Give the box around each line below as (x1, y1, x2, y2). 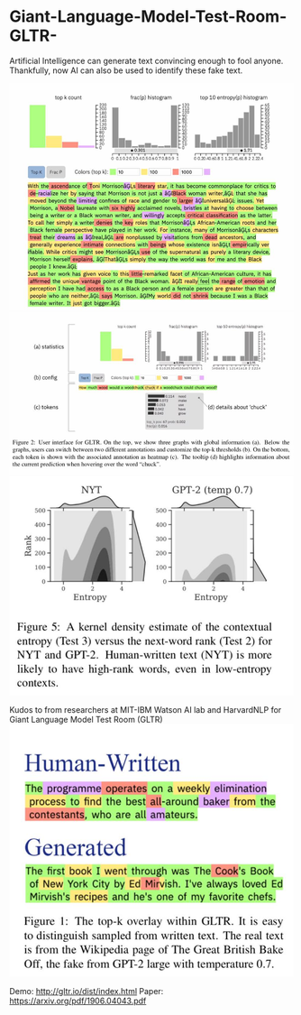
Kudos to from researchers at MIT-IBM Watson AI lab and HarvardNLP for (9, 704, 282, 715)
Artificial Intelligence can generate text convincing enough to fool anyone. (9, 55, 284, 66)
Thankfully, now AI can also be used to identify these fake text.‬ (9, 65, 243, 76)
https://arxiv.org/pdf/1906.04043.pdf (9, 995, 147, 1007)
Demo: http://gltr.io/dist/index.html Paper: (9, 986, 164, 997)
